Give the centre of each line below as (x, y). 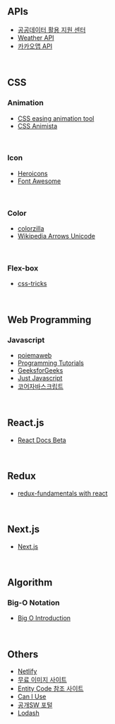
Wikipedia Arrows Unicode (56, 236)
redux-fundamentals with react (62, 493)
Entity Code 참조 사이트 (50, 689)
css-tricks (32, 284)
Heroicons (32, 173)
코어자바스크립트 (40, 387)
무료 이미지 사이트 (42, 680)
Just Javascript (40, 378)
